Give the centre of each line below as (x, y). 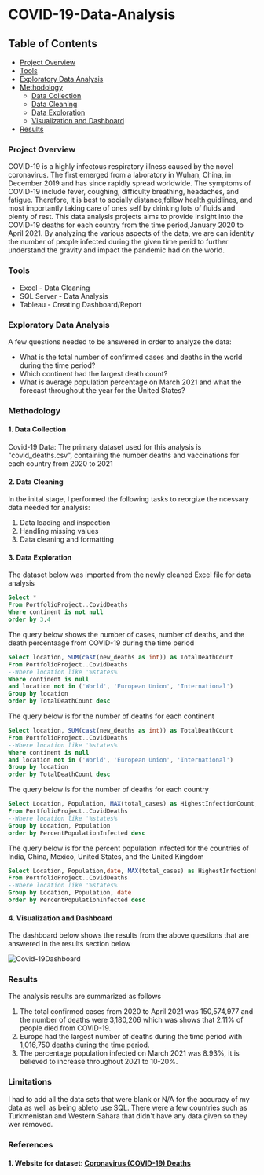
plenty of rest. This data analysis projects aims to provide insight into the (126, 217)
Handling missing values (59, 531)
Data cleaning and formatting (67, 539)
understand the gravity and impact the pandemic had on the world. (117, 250)
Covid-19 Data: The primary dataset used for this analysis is (105, 447)
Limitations (30, 1082)
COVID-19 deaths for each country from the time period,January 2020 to (126, 225)
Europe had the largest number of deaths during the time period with (131, 1037)
